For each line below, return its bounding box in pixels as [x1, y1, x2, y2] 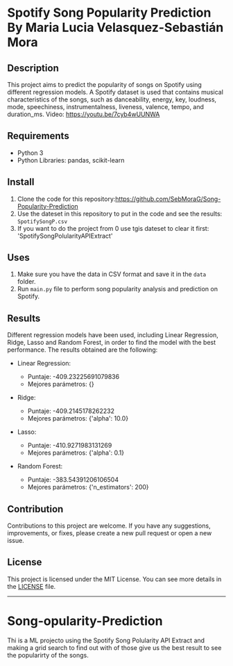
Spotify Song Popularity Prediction [7, 5, 212, 21]
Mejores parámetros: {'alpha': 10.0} [27, 414, 129, 423]
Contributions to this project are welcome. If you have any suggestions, [7, 521, 211, 530]
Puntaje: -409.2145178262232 [27, 407, 114, 415]
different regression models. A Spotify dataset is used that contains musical [7, 88, 224, 96]
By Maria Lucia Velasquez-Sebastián [7, 19, 224, 35]
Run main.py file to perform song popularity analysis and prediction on [17, 285, 218, 293]
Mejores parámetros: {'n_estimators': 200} [27, 483, 149, 492]
